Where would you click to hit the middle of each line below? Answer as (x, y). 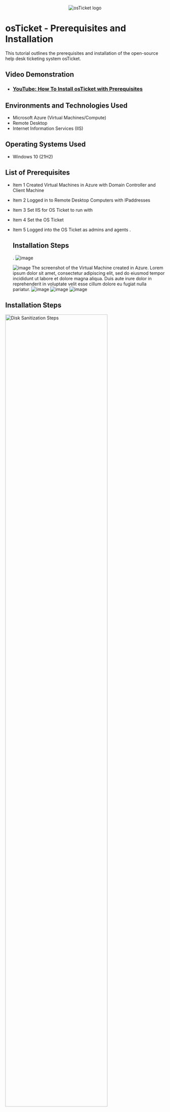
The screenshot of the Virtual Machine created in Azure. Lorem (98, 268)
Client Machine (28, 190)
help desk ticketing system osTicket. (43, 58)
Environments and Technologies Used (67, 105)
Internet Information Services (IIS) (48, 128)
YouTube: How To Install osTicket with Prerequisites (78, 89)
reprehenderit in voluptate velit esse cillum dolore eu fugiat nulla (79, 284)
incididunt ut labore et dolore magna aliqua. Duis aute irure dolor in (82, 278)
